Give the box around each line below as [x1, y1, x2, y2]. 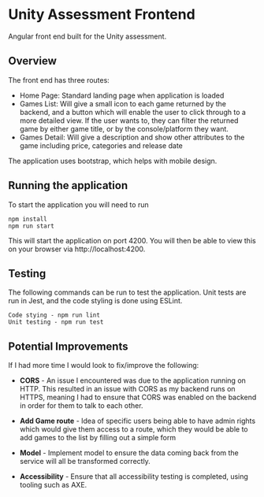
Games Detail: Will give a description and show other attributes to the [19, 132, 245, 142]
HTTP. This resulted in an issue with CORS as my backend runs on [19, 384, 236, 394]
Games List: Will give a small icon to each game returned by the [19, 98, 227, 108]
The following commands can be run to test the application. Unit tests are [8, 287, 247, 297]
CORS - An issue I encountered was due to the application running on [19, 376, 247, 385]
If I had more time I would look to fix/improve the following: [8, 361, 199, 370]
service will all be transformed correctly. [19, 457, 151, 466]
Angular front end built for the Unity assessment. [8, 32, 167, 41]
